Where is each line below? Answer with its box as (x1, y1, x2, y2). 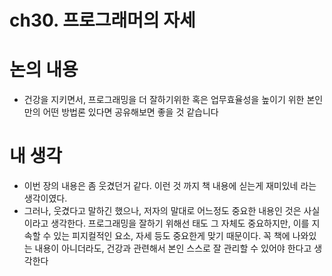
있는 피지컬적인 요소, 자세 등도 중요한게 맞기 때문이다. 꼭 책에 (53, 230, 291, 242)
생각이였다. (23, 192, 68, 205)
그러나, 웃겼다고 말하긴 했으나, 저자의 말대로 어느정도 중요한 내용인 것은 (23, 205, 302, 217)
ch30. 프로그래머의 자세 (9, 9, 196, 32)
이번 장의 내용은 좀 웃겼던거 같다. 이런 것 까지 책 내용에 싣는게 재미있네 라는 (23, 180, 317, 192)
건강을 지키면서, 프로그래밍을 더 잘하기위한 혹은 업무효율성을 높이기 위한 (23, 94, 305, 106)
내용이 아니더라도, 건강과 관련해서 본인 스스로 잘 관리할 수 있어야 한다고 (34, 242, 312, 255)
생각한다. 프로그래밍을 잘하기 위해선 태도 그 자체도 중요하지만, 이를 (50, 217, 310, 230)
